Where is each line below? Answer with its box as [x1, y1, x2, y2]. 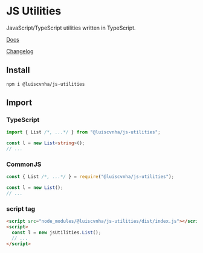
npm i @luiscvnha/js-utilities [6, 81, 85, 87]
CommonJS [6, 160, 42, 168]
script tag [6, 204, 36, 213]
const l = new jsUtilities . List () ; [11, 229, 101, 236]
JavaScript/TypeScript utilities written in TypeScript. [6, 24, 136, 31]
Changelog [6, 47, 34, 55]
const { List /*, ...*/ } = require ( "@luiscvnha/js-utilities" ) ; [6, 174, 174, 180]
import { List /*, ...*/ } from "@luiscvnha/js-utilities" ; [6, 129, 161, 135]
